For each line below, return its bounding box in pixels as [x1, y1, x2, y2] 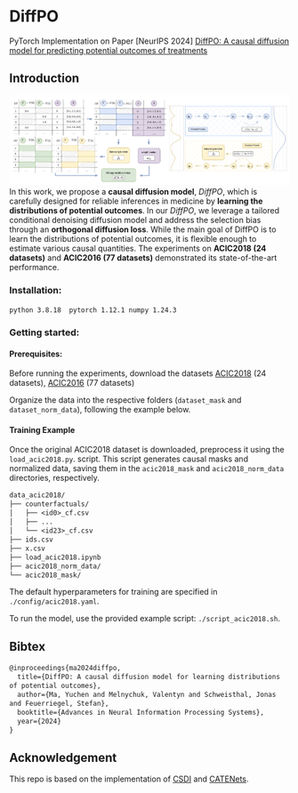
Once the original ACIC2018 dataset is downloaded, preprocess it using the [9, 445, 285, 455]
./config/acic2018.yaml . [9, 596, 100, 606]
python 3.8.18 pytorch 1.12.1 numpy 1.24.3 [9, 306, 177, 315]
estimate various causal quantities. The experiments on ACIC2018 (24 [9, 243, 267, 253]
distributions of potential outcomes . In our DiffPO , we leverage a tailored [9, 204, 280, 215]
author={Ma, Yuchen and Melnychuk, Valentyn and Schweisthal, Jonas [17, 691, 277, 700]
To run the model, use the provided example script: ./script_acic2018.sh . [9, 613, 280, 624]
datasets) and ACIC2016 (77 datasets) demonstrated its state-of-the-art [9, 252, 278, 263]
